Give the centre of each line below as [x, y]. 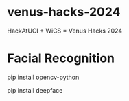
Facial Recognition [61, 58]
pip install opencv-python [43, 77]
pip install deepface [35, 90]
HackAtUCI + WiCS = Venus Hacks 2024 [64, 31]
